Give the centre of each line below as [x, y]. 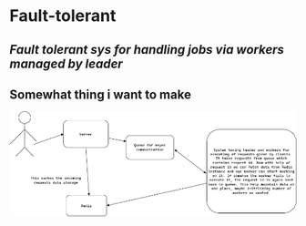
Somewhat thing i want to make [100, 94]
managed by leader [66, 63]
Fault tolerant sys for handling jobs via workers [147, 50]
